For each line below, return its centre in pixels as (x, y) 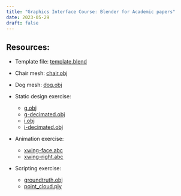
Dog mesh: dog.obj (38, 85)
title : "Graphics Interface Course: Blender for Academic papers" (91, 12)
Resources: (28, 47)
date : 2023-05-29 (28, 17)
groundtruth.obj (43, 180)
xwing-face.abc (43, 150)
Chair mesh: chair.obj (41, 73)
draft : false (22, 23)
